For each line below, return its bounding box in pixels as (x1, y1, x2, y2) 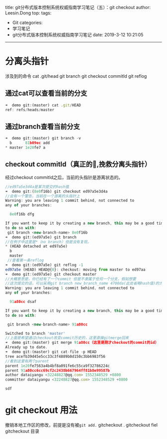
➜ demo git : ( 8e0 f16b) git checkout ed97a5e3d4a (5, 189, 108, 194)
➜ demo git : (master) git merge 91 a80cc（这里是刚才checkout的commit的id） (5, 340, 159, 345)
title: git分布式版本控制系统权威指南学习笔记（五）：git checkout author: (5, 4, 151, 10)
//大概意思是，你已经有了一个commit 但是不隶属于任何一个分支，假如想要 (5, 276, 137, 282)
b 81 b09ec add (9, 141, 50, 146)
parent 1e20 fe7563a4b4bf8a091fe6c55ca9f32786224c (5, 363, 110, 368)
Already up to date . (5, 345, 48, 350)
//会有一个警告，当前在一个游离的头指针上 (5, 193, 81, 198)
